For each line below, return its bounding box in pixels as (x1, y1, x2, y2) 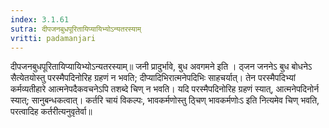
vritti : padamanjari (10, 33, 97, 43)
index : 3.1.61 (10, 14, 70, 25)
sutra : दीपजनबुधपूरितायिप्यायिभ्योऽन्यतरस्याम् (10, 24, 142, 34)
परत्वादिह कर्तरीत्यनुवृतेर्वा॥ (10, 106, 93, 118)
